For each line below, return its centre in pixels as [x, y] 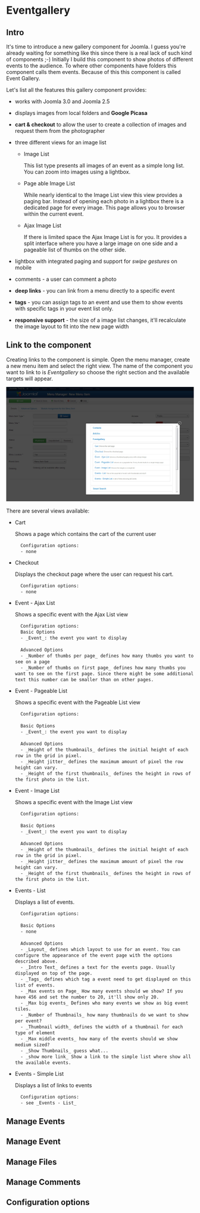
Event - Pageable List [41, 691]
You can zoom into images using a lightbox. [77, 172]
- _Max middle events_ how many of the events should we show [99, 1039]
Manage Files [32, 1162]
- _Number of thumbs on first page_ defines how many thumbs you [103, 668]
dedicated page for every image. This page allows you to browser [104, 207]
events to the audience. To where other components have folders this [91, 66]
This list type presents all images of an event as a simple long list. [104, 165]
